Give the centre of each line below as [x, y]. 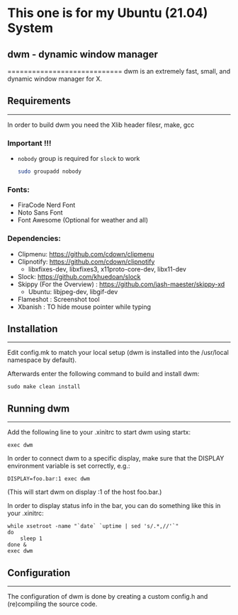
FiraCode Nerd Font [46, 205]
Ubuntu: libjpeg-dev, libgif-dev [73, 291]
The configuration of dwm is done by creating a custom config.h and [108, 597]
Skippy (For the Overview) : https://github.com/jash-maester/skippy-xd [121, 284]
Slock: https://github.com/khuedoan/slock [79, 276]
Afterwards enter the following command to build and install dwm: [103, 374]
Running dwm [39, 408]
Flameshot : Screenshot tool [59, 299]
